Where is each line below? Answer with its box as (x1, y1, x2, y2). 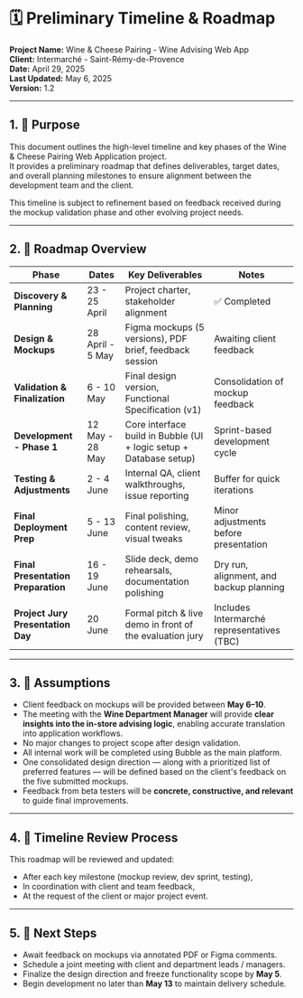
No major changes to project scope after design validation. (22, 738, 241, 748)
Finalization (14, 391, 66, 404)
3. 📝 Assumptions (9, 675, 111, 691)
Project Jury (14, 607, 69, 619)
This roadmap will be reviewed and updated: (9, 854, 175, 865)
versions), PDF (124, 332, 188, 344)
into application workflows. (22, 728, 124, 739)
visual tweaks (124, 532, 183, 544)
